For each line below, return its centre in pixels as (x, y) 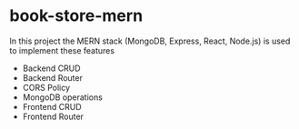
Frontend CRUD (52, 106)
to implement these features (62, 50)
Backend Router (53, 77)
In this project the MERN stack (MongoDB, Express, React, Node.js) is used (150, 41)
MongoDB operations (62, 97)
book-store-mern (76, 16)
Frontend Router (53, 116)
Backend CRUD (51, 68)
